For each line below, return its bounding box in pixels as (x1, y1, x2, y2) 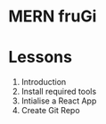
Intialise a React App (20, 95, 97, 106)
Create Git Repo (20, 105, 81, 116)
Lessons (8, 47, 73, 68)
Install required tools (20, 87, 97, 97)
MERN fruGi (8, 6, 97, 27)
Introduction (20, 77, 67, 87)
